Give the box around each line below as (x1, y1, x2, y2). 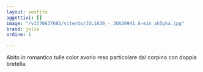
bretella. (6, 60, 28, 68)
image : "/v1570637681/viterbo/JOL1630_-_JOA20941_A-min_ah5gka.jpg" (6, 20, 185, 26)
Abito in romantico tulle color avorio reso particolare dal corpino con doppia (6, 54, 197, 61)
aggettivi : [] (6, 15, 43, 21)
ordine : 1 (6, 32, 32, 38)
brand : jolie (6, 26, 40, 32)
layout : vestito (6, 9, 48, 15)
